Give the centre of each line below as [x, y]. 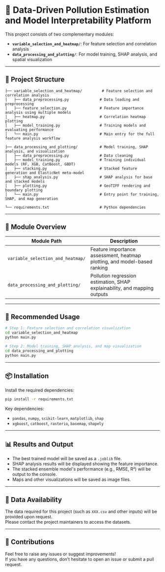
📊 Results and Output [39, 444]
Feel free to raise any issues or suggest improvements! [61, 554]
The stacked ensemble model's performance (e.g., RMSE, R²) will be [82, 469]
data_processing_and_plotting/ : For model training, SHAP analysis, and [85, 54]
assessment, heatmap [116, 255]
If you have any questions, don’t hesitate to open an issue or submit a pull [80, 559]
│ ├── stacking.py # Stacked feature [71, 168]
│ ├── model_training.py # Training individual [76, 160]
